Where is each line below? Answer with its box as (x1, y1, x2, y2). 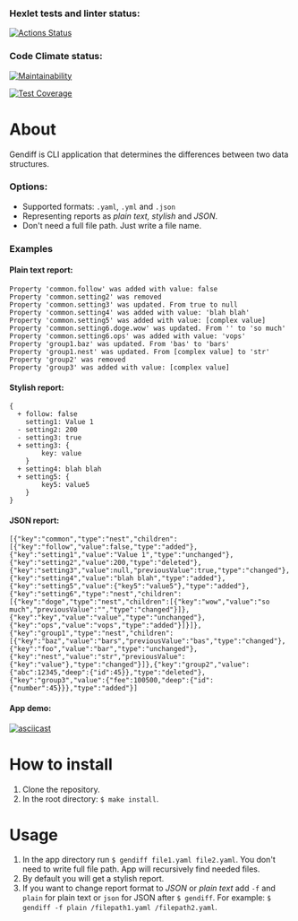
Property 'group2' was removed (9, 355, 126, 364)
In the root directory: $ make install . (21, 793, 159, 804)
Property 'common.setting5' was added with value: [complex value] (9, 316, 267, 325)
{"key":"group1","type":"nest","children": (9, 629, 175, 639)
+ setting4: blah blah (17, 465, 102, 474)
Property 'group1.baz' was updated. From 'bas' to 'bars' (9, 339, 230, 348)
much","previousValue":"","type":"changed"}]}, (9, 605, 191, 614)
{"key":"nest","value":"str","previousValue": (9, 653, 186, 662)
